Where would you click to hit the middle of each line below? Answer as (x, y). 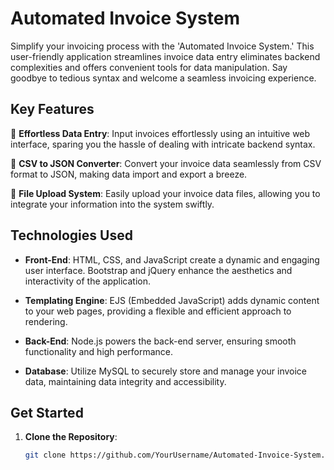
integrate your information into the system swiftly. (112, 204)
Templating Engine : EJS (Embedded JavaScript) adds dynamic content (172, 300)
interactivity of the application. (88, 281)
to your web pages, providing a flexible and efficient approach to (158, 311)
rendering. (46, 321)
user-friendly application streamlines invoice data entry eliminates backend (165, 56)
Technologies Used (71, 235)
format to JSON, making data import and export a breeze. (129, 174)
